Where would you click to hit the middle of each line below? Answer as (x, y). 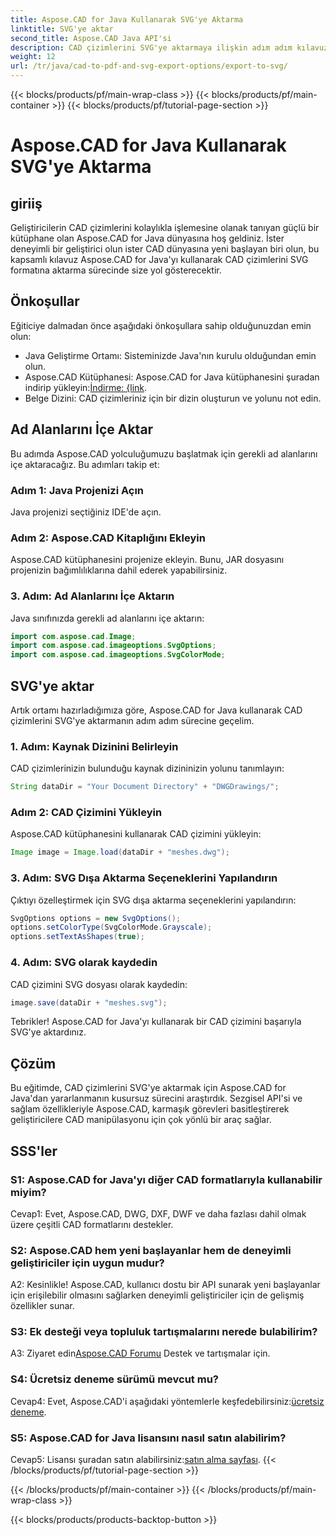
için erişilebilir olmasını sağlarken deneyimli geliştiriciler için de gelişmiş (157, 1295)
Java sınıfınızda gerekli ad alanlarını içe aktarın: (107, 618)
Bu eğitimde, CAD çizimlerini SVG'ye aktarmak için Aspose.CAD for (148, 1088)
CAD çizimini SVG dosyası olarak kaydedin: (99, 984)
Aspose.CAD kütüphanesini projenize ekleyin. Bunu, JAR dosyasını (147, 560)
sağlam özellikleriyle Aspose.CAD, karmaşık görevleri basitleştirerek (150, 1109)
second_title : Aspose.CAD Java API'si (91, 38)
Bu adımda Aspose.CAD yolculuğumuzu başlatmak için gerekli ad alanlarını (164, 453)
